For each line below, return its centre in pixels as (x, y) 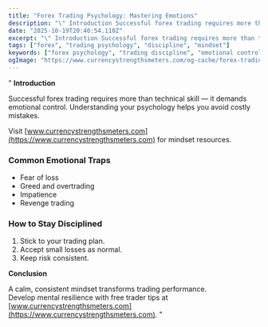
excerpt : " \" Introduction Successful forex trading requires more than (132, 38)
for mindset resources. (194, 139)
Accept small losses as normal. (71, 249)
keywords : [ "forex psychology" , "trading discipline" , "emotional (121, 53)
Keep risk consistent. (54, 258)
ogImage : (23, 61)
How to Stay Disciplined (55, 224)
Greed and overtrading (57, 186)
